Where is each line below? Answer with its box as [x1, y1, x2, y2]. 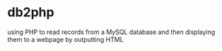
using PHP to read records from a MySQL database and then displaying [7, 28, 216, 36]
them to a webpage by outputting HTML [7, 35, 124, 43]
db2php [7, 4, 54, 21]
